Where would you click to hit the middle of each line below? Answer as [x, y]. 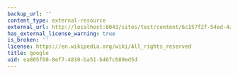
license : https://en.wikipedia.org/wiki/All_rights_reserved [100, 47]
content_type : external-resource [57, 20]
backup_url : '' [30, 14]
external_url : [28, 27]
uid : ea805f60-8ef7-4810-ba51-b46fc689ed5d [73, 60]
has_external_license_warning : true [61, 33]
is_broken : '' [28, 40]
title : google [28, 54]
